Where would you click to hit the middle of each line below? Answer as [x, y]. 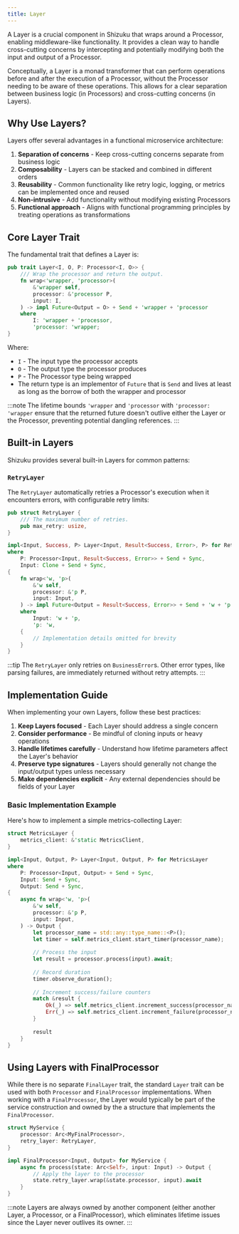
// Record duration [62, 972]
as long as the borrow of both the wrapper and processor [102, 391]
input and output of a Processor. [54, 57]
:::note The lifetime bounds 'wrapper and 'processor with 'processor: [109, 405]
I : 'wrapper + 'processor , [73, 321]
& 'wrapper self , [57, 287]
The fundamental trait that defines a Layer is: [73, 254]
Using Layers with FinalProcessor [83, 1067]
